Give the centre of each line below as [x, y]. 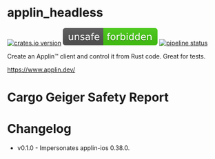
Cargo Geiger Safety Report [88, 97]
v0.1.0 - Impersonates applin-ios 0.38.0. [73, 148]
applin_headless [55, 13]
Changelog [39, 129]
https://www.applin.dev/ [41, 70]
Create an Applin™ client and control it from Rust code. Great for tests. [106, 56]
